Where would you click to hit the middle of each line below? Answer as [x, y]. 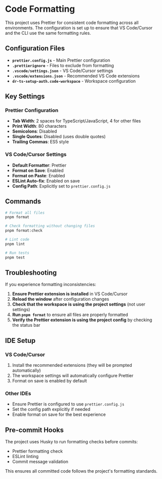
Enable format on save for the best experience [59, 414]
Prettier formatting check [37, 451]
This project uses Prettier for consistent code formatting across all [72, 23]
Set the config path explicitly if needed [51, 409]
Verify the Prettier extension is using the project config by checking [82, 320]
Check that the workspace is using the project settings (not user [79, 304]
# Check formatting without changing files [50, 226]
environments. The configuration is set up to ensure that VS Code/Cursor [79, 27]
